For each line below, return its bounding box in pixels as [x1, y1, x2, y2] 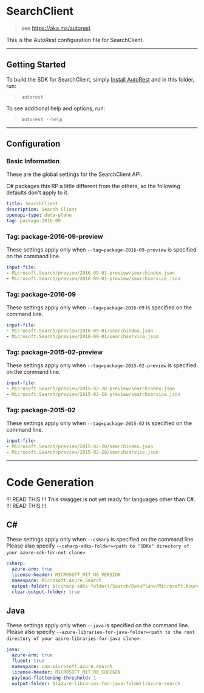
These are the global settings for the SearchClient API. [6, 171, 143, 178]
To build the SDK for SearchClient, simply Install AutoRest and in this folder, [6, 76, 195, 83]
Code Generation [6, 475, 94, 489]
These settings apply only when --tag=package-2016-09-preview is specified [6, 246, 197, 253]
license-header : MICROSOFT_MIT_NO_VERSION [12, 572, 121, 578]
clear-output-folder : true [12, 589, 80, 595]
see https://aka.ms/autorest [21, 24, 91, 32]
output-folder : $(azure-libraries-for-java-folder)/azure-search [12, 680, 181, 686]
